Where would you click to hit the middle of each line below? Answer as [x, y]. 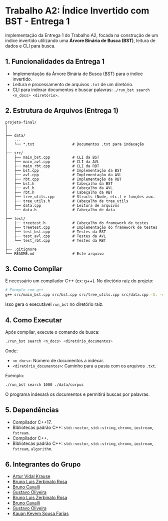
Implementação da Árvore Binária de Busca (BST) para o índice [77, 74]
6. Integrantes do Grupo [43, 464]
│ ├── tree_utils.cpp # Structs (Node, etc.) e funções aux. [80, 197]
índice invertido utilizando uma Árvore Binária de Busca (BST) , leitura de [80, 41]
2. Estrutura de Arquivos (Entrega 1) [62, 111]
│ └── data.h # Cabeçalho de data [60, 210]
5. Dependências [32, 410]
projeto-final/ [21, 122]
